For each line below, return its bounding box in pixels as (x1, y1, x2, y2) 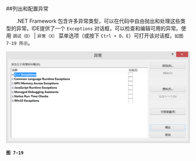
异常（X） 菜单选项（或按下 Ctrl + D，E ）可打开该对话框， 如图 (37, 32, 184, 39)
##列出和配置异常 (6, 5, 48, 12)
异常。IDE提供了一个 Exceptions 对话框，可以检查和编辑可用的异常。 (16, 25, 181, 32)
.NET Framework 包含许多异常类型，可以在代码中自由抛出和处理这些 (16, 18, 181, 25)
